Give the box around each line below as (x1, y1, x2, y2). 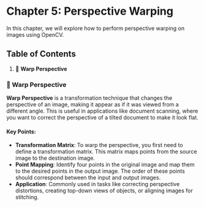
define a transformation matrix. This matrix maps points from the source (15, 148, 197, 156)
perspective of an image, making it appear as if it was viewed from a (6, 101, 179, 108)
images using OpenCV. (6, 31, 64, 38)
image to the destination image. (15, 154, 95, 162)
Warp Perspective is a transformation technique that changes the (6, 94, 173, 102)
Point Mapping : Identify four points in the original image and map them (15, 161, 195, 168)
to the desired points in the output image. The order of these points (15, 167, 185, 175)
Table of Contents (6, 49, 77, 59)
